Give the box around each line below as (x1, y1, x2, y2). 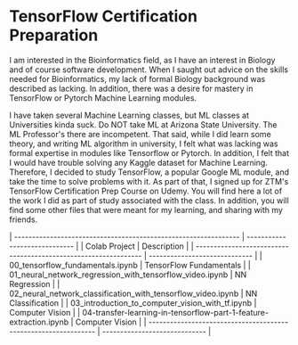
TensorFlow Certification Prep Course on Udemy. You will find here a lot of (9, 185, 283, 196)
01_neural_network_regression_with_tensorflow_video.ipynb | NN (9, 269, 247, 280)
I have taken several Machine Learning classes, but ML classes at (9, 110, 250, 120)
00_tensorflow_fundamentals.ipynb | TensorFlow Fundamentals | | (9, 259, 252, 270)
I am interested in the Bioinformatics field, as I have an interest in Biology (9, 54, 276, 65)
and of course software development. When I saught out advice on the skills (9, 64, 289, 75)
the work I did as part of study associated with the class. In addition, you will (9, 194, 289, 206)
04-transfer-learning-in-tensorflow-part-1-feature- (82, 307, 270, 317)
